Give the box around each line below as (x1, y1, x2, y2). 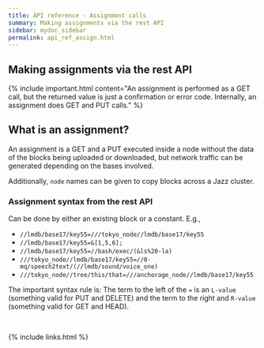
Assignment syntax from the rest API (8, 196, 153, 207)
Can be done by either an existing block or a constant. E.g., (8, 214, 202, 223)
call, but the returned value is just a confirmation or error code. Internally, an (8, 92, 257, 102)
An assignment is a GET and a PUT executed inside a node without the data (8, 144, 255, 154)
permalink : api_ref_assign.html (8, 33, 115, 42)
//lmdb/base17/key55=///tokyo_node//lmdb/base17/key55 (19, 230, 205, 239)
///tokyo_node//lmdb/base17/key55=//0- (19, 256, 152, 264)
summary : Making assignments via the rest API (8, 19, 164, 27)
